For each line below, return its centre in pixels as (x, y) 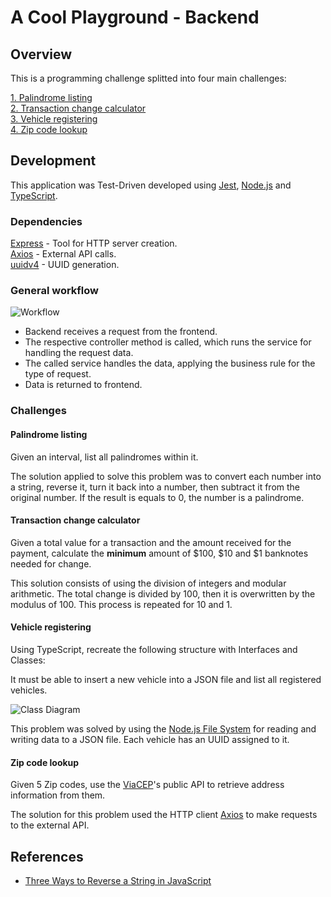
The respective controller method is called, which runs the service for (168, 342)
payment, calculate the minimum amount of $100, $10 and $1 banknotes (159, 553)
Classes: (28, 660)
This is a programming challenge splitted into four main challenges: (148, 78)
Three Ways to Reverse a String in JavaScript (118, 880)
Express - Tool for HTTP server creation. (94, 243)
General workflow (54, 291)
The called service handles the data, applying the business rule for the (170, 363)
